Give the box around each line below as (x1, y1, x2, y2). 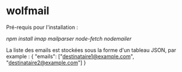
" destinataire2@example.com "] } (6, 59, 86, 66)
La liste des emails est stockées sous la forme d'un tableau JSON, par (6, 46, 176, 54)
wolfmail (6, 4, 50, 18)
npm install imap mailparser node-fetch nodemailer (6, 35, 132, 42)
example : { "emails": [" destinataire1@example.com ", (6, 53, 135, 60)
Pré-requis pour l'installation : (6, 24, 79, 31)
